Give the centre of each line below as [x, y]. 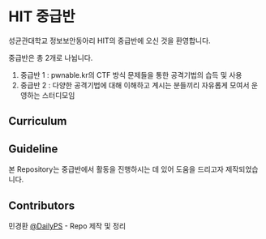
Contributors [42, 205]
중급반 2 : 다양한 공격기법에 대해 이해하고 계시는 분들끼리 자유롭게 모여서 [135, 85]
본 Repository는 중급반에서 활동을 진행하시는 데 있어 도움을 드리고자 [116, 169]
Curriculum [38, 121]
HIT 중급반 [42, 17]
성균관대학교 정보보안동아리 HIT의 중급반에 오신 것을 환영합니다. [109, 41]
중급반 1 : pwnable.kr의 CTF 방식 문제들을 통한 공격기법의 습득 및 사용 [131, 75]
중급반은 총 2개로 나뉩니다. [51, 58]
